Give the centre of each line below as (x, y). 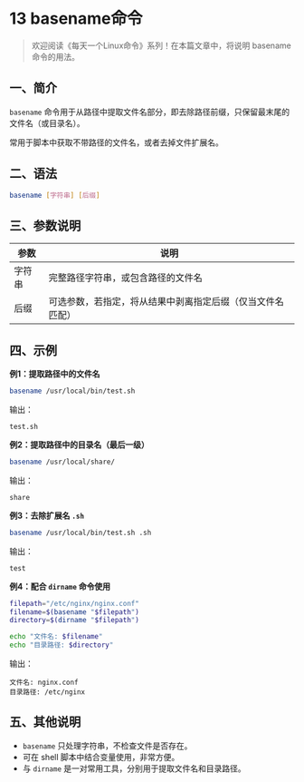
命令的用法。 (55, 56)
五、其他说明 (45, 722)
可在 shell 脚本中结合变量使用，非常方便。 (101, 757)
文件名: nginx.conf (44, 683)
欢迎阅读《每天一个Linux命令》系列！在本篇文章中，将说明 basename (161, 45)
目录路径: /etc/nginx (47, 692)
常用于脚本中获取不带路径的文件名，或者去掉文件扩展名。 (116, 142)
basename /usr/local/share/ (62, 462)
